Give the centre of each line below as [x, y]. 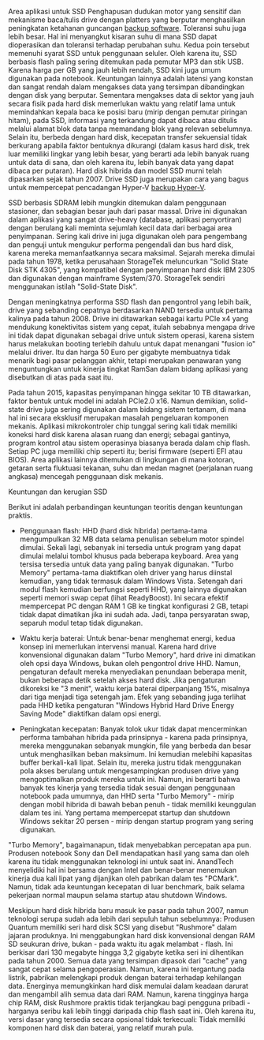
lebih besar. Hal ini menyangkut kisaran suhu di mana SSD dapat [113, 36]
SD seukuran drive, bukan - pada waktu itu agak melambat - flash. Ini [121, 944]
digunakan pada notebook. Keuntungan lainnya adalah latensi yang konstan [131, 79]
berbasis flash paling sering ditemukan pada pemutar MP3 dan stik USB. [126, 62]
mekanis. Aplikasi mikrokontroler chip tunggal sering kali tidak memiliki [123, 426]
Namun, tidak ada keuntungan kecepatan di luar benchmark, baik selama [126, 887]
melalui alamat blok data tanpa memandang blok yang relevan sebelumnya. [130, 129]
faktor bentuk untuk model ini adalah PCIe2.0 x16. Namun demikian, [118, 401]
